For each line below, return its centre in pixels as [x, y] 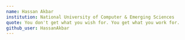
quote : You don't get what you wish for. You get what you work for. [93, 22]
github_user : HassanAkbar [38, 28]
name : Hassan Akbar [30, 11]
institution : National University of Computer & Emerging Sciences [90, 17]
